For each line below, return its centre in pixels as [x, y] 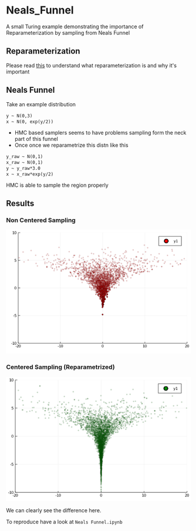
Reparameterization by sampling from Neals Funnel [68, 32]
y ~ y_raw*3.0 [23, 168]
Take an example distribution [41, 104]
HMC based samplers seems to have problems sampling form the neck [100, 132]
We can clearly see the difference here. [54, 510]
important [18, 72]
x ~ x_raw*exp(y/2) [30, 174]
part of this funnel [36, 139]
